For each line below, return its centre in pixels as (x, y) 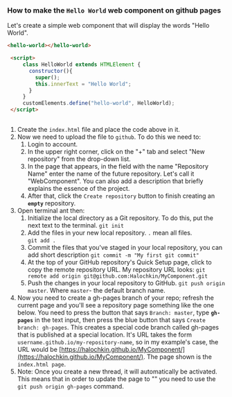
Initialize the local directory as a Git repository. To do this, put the (120, 218)
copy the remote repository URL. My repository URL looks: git (116, 269)
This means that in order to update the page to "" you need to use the (116, 379)
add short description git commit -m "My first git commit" (113, 255)
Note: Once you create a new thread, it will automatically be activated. (117, 371)
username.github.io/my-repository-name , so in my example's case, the (118, 341)
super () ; (47, 77)
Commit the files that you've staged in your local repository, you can (125, 247)
